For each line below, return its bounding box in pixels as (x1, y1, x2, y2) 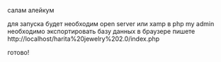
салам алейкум (7, 6, 55, 14)
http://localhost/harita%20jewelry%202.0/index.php (7, 35, 160, 43)
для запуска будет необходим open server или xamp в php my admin (7, 20, 215, 27)
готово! (7, 49, 30, 56)
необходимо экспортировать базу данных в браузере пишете (7, 27, 195, 35)
